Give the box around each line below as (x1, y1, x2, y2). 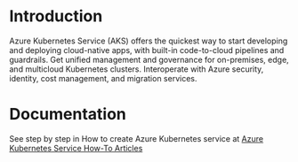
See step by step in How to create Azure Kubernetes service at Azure (9, 133, 264, 143)
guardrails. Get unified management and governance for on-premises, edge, (9, 54, 289, 65)
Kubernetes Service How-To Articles (9, 143, 143, 153)
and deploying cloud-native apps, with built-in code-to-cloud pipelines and (9, 44, 285, 55)
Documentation (9, 104, 127, 125)
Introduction (9, 6, 103, 27)
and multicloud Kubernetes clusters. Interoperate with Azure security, (9, 64, 264, 74)
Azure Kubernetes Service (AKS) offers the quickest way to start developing (9, 35, 288, 46)
